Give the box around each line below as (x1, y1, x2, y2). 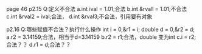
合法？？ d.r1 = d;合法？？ (6, 41, 71, 48)
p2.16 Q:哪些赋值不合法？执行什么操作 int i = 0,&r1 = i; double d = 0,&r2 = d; (6, 26, 195, 33)
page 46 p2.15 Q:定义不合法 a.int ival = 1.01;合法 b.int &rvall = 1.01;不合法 (6, 5, 187, 12)
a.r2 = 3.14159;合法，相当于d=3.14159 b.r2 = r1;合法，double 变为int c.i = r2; (6, 33, 197, 41)
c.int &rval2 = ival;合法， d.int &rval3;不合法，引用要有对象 (6, 13, 153, 20)
